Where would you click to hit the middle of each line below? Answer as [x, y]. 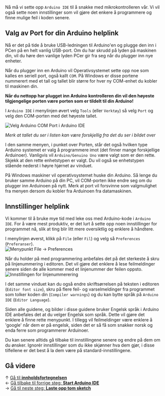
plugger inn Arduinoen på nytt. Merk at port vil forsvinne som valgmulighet [81, 185]
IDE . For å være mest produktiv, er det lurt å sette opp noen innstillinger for [81, 223]
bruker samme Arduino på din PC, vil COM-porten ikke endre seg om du [79, 180]
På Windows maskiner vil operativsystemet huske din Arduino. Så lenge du [81, 175]
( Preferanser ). [20, 244]
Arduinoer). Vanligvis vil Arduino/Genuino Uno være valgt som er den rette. [80, 155]
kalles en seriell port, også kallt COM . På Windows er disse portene [72, 76]
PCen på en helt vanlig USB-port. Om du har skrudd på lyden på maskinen [81, 50]
